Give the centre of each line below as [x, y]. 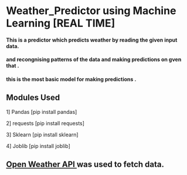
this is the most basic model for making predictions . [71, 79]
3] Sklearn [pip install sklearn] [42, 134]
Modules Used [33, 98]
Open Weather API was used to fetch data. [85, 165]
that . [13, 66]
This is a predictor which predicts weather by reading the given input [92, 40]
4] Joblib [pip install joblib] [38, 146]
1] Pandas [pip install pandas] [42, 112]
